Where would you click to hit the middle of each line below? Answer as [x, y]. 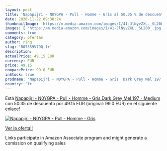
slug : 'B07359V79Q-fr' [29, 47]
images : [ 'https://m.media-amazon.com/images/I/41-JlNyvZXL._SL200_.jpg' [84, 28]
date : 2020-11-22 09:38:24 [33, 19]
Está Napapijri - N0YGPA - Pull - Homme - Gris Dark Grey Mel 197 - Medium [83, 98]
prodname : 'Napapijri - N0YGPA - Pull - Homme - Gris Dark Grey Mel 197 [83, 79]
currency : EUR [20, 61]
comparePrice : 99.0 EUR [30, 70]
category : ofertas [24, 38]
